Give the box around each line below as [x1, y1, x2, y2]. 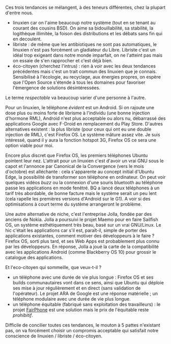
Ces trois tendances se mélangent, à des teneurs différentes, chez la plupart [5, 5, 166, 10]
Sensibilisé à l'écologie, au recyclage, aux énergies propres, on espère [12, 74, 161, 80]
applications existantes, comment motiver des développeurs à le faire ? [5, 233, 155, 239]
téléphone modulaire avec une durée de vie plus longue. [12, 296, 131, 302]
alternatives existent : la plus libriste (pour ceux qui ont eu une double [5, 126, 152, 132]
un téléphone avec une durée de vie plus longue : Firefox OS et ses [12, 274, 154, 280]
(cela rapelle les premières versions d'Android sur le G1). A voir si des [5, 196, 151, 202]
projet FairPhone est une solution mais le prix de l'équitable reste [12, 307, 149, 313]
